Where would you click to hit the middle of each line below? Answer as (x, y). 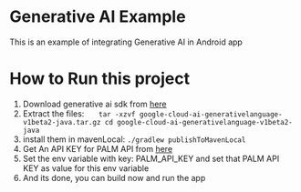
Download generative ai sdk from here (94, 104)
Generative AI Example (98, 17)
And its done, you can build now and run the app (114, 177)
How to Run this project (99, 79)
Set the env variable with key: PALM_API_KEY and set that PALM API (151, 158)
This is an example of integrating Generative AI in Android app (126, 42)
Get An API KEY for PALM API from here (98, 148)
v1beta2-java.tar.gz (62, 122)
